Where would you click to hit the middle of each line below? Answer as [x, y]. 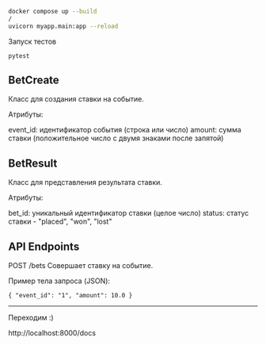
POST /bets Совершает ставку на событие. [81, 266]
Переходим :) [31, 318]
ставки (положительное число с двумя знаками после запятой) [116, 138]
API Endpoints [44, 246]
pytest [19, 56]
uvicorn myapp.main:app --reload [63, 26]
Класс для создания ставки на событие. [76, 99]
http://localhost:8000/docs [52, 333]
